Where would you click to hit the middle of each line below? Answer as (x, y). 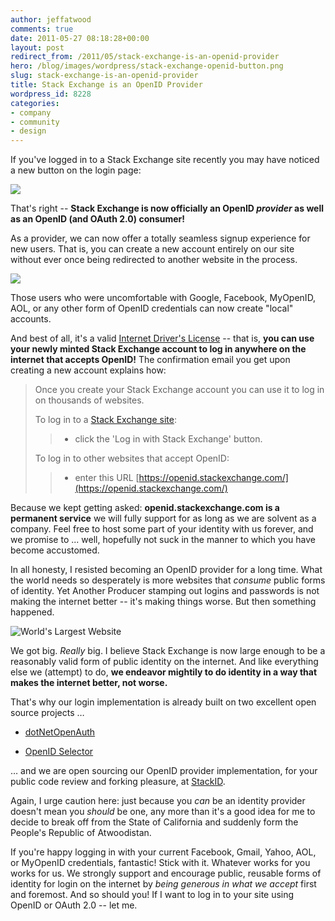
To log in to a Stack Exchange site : (105, 420)
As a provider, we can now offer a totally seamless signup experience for (160, 238)
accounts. (31, 319)
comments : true (42, 29)
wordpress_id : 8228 (51, 94)
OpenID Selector (59, 752)
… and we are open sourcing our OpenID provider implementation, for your (164, 771)
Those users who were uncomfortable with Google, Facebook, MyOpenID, (163, 298)
